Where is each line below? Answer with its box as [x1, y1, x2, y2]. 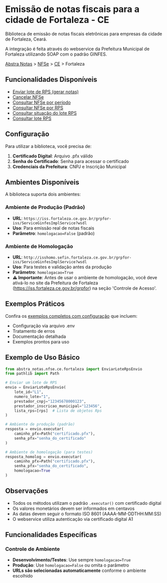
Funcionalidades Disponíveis [5, 75, 97, 84]
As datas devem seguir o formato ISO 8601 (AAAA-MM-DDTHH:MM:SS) [12, 510, 161, 517]
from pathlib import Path [5, 371, 59, 376]
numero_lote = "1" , [14, 394, 51, 399]
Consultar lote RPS [12, 115, 52, 121]
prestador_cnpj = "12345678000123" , [14, 399, 86, 404]
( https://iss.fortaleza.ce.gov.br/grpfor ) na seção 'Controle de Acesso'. [12, 285, 157, 291]
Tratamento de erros [12, 328, 55, 334]
